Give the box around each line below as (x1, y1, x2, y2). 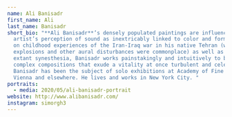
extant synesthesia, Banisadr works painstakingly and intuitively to (13, 55, 221, 62)
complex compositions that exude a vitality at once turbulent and (13, 61, 212, 68)
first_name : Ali (7, 17, 54, 23)
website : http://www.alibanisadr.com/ (7, 94, 119, 100)
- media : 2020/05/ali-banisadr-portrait (13, 87, 131, 94)
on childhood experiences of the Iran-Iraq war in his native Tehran (13, 42, 217, 49)
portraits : (7, 81, 39, 87)
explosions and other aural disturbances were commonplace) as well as (13, 49, 224, 56)
